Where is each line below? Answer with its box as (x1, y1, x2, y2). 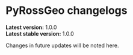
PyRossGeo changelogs (5, 4, 128, 18)
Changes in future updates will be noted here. (5, 42, 119, 49)
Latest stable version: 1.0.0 (5, 30, 75, 37)
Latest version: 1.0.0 (5, 24, 57, 31)
